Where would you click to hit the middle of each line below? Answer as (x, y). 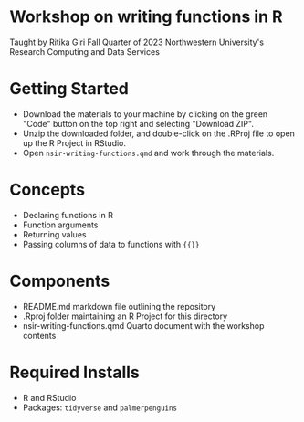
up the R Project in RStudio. (74, 142)
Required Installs (74, 372)
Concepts (47, 190)
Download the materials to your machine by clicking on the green (145, 114)
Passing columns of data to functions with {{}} (111, 244)
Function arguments (60, 225)
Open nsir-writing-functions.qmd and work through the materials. (148, 153)
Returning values (54, 234)
